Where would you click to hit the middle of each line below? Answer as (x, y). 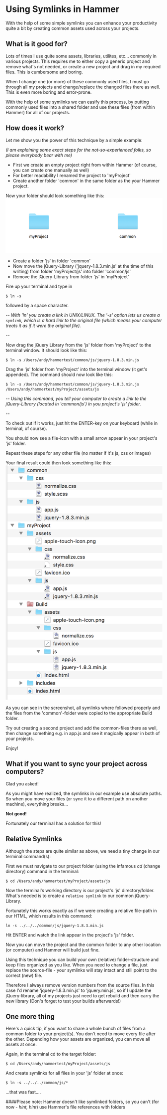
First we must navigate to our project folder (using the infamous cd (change (83, 866)
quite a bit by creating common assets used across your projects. (73, 28)
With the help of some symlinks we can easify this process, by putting (77, 102)
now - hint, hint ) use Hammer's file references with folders (66, 1107)
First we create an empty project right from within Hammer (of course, (85, 165)
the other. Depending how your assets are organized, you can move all (78, 1039)
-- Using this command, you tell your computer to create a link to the (76, 398)
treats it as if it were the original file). (43, 326)
